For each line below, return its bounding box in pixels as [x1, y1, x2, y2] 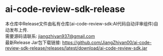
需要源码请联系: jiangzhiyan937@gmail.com [5, 33, 95, 39]
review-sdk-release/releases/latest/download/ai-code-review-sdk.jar [5, 45, 148, 51]
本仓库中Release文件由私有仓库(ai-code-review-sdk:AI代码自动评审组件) [5, 20, 154, 26]
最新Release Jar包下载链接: [5, 39, 61, 45]
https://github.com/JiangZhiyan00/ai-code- [62, 39, 152, 45]
